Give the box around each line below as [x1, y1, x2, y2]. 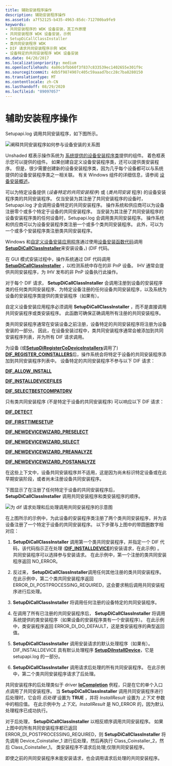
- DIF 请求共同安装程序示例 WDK [5, 46, 67, 51]
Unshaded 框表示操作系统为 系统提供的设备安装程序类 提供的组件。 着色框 [5, 152, 161, 159]
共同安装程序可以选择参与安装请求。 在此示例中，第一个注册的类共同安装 [12, 552, 167, 558]
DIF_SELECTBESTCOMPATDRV [5, 388, 73, 394]
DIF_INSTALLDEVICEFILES [5, 378, 62, 384]
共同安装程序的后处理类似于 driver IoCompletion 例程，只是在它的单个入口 [5, 682, 163, 688]
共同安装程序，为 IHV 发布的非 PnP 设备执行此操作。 [9, 269, 121, 275]
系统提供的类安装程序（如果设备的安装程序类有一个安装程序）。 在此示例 [12, 617, 165, 623]
